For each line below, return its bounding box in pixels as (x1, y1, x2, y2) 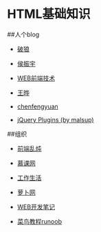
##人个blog (7, 30, 40, 38)
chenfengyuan (16, 102, 58, 111)
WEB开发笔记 (16, 202, 56, 211)
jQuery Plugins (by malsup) (16, 115, 94, 124)
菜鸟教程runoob (16, 217, 62, 225)
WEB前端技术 (16, 73, 56, 82)
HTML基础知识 (7, 6, 91, 22)
